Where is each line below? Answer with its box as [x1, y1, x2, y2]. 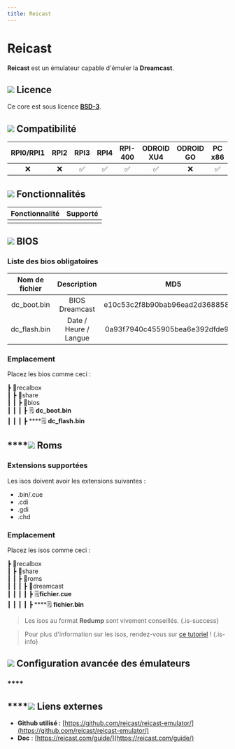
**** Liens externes [7, 700, 104, 712]
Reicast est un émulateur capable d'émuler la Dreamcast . [7, 64, 175, 72]
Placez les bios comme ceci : [7, 369, 91, 378]
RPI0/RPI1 [10, 148, 45, 158]
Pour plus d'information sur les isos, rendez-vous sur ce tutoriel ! [24, 630, 212, 638]
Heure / [64, 324, 90, 334]
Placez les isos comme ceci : [7, 546, 91, 554]
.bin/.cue [17, 490, 43, 498]
